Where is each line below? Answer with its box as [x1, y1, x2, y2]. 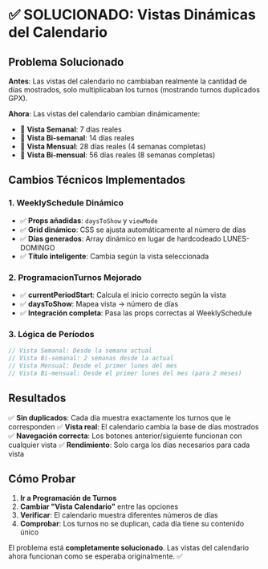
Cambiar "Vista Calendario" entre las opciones [19, 502, 179, 511]
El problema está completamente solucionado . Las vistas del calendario [8, 543, 250, 553]
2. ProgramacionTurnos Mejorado [8, 271, 142, 282]
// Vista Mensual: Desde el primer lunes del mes [8, 362, 178, 370]
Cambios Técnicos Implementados [8, 173, 186, 187]
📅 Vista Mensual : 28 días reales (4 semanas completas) [19, 142, 206, 151]
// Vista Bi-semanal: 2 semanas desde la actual [8, 355, 174, 363]
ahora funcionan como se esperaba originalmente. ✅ [8, 551, 183, 561]
